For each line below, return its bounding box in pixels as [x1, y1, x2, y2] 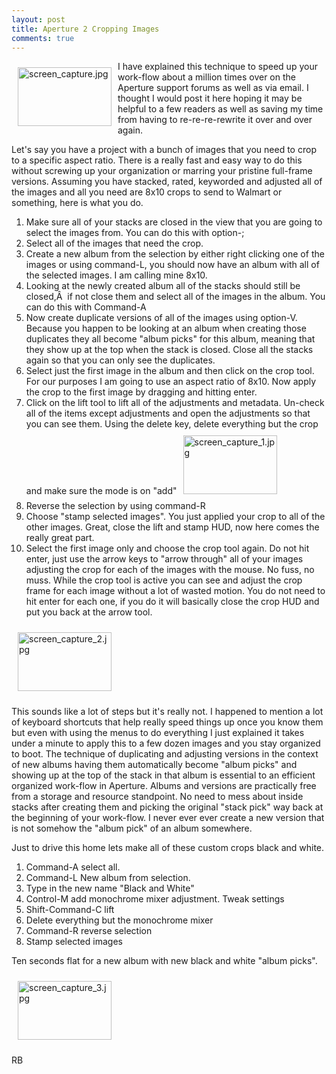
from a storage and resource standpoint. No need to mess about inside [11, 791, 304, 803]
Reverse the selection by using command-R [25, 500, 206, 512]
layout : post [11, 14, 66, 25]
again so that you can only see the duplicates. [25, 354, 216, 366]
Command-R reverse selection [25, 925, 153, 937]
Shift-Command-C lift [25, 904, 115, 916]
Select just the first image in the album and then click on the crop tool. [25, 365, 315, 377]
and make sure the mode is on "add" [25, 485, 178, 497]
